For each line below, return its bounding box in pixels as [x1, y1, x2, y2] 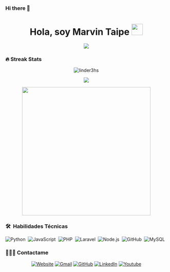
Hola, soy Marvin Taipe [30, 26, 130, 38]
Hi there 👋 [5, 5, 31, 12]
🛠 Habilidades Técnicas [5, 223, 68, 230]
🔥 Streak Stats [5, 55, 42, 63]
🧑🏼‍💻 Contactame [5, 249, 49, 256]
